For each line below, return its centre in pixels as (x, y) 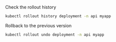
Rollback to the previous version (38, 25)
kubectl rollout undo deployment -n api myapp (55, 35)
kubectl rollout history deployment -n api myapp (58, 16)
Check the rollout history (31, 7)
